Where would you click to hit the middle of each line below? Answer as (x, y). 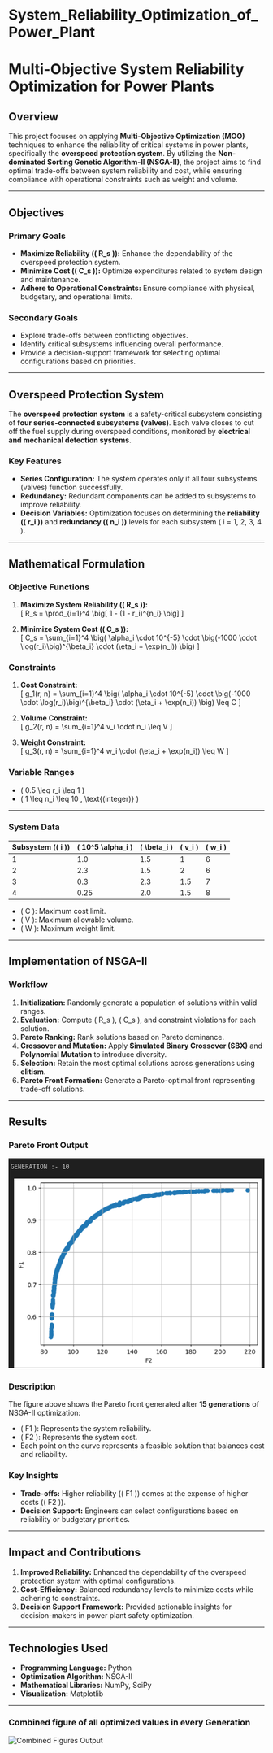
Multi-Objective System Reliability (126, 70)
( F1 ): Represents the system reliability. (86, 1429)
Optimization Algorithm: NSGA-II (76, 1677)
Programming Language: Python (76, 1668)
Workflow (28, 985)
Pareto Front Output (48, 1145)
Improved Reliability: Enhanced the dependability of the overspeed (133, 1572)
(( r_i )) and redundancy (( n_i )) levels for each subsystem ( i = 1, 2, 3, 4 (141, 522)
